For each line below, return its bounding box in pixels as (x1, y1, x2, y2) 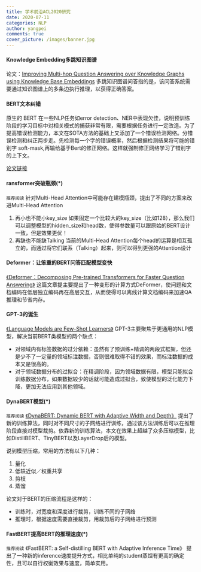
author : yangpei (6, 25, 47, 32)
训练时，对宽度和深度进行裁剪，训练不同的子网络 (14, 508, 136, 515)
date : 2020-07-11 (6, 14, 50, 20)
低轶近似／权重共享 (14, 468, 63, 475)
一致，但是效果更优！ (14, 229, 68, 237)
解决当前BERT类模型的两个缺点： (16, 333, 99, 340)
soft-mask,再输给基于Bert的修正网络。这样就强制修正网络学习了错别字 (17, 144, 191, 152)
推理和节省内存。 (6, 296, 48, 303)
